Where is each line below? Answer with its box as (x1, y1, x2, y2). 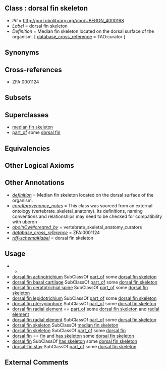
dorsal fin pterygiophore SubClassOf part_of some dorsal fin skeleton (12, 300, 157, 306)
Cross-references (5, 65, 63, 74)
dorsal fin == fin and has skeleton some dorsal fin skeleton (12, 333, 134, 339)
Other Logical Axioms (5, 161, 74, 170)
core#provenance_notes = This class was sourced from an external (12, 202, 153, 209)
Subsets (5, 94, 31, 102)
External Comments (5, 358, 69, 367)
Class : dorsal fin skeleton (5, 4, 88, 13)
